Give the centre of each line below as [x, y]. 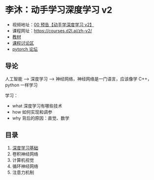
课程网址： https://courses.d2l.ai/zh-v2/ [52, 30]
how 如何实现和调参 [32, 112]
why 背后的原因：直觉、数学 [41, 118]
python [12, 85]
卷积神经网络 [25, 154]
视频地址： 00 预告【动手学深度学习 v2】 [53, 25]
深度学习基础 [25, 148]
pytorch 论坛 [25, 49]
